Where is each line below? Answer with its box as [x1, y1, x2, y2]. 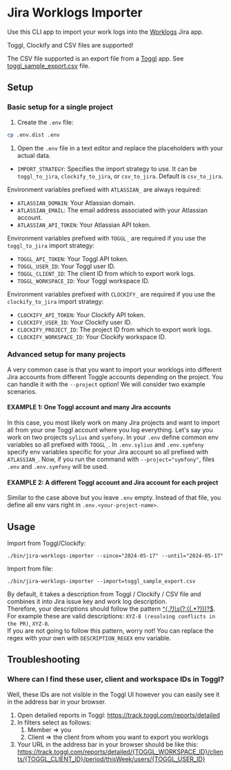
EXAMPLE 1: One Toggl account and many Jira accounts [7, 403, 171, 412]
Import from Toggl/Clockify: [7, 539, 86, 547]
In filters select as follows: [17, 718, 92, 727]
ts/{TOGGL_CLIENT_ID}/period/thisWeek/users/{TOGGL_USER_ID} [17, 755, 205, 763]
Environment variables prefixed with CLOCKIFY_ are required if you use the [7, 290, 216, 298]
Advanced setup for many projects [7, 349, 126, 359]
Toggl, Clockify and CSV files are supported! [7, 41, 134, 49]
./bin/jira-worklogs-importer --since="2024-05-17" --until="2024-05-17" [7, 553, 224, 560]
